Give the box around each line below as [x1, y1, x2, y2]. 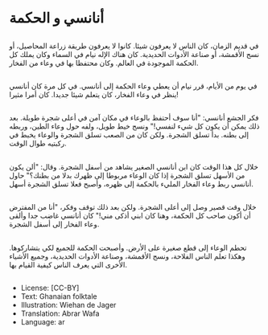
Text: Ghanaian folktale [20, 291, 97, 301]
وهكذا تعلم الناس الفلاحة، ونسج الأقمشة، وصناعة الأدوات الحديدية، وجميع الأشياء [9, 251, 245, 261]
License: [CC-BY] [20, 283, 80, 292]
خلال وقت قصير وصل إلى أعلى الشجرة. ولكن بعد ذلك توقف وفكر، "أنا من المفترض [9, 202, 257, 212]
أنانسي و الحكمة [9, 9, 105, 27]
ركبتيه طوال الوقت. [9, 138, 67, 149]
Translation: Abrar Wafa [20, 308, 100, 318]
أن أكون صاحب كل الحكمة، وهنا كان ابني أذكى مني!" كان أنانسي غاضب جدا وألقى [9, 210, 252, 221]
